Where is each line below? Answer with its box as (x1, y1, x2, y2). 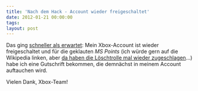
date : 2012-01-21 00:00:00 (6, 14, 73, 20)
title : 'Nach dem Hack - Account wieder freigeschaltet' (6, 8, 150, 15)
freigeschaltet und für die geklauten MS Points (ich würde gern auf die (6, 48, 178, 55)
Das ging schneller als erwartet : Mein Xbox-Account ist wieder (6, 42, 159, 49)
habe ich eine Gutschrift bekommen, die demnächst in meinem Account (6, 61, 181, 68)
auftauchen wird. (6, 67, 47, 74)
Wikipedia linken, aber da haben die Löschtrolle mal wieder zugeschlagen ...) (6, 54, 193, 61)
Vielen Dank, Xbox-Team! (6, 79, 68, 86)
